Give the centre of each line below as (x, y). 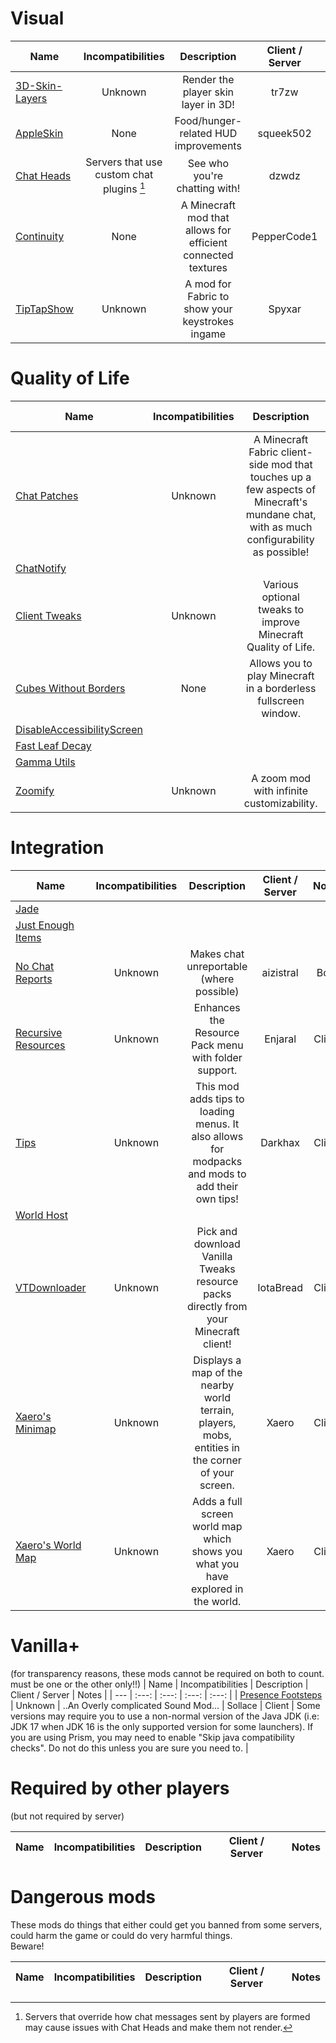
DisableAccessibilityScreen (79, 730)
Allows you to (281, 664)
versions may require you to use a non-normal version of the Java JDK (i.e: (165, 1716)
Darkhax (280, 1143)
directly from (217, 1307)
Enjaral (280, 1039)
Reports (34, 979)
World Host (41, 1215)
